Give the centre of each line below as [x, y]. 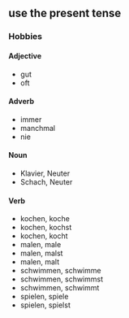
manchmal [37, 128]
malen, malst [41, 253]
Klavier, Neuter [45, 173]
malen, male [41, 245]
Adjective [25, 55]
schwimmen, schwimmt [60, 288]
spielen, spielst [45, 305]
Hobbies [26, 37]
